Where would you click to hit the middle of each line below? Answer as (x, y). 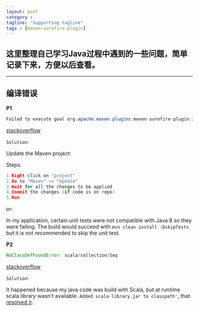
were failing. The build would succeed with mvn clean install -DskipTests (98, 227)
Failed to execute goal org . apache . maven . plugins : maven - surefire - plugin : (99, 119)
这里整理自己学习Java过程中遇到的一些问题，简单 (97, 54)
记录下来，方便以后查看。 (53, 65)
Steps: (14, 165)
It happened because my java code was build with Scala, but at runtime (93, 290)
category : (20, 17)
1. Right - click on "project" (41, 175)
